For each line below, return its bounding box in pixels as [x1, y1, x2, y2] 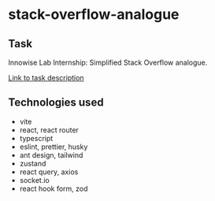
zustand [19, 158, 46, 168]
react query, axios [19, 167, 79, 177]
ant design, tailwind [19, 150, 83, 159]
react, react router [19, 125, 79, 135]
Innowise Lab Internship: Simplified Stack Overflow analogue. [8, 58, 208, 67]
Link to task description [8, 73, 84, 82]
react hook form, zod [19, 184, 88, 193]
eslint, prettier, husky [19, 142, 88, 151]
